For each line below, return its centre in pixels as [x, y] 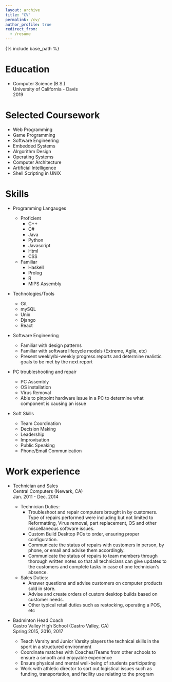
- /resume [20, 34]
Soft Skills [23, 413]
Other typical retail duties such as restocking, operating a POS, [94, 605]
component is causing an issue [53, 403]
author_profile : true [28, 24]
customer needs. [46, 599]
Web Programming [33, 130]
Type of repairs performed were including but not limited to [91, 518]
